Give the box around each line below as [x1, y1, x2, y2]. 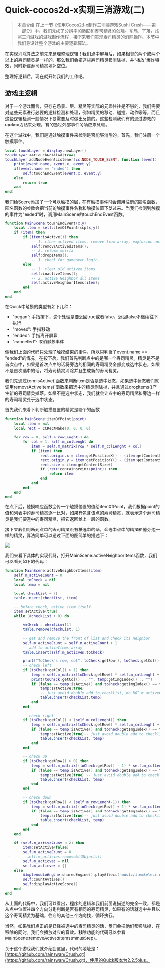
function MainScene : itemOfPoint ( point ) [5, 417, 87, 422]
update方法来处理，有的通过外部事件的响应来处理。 [5, 122, 110, 127]
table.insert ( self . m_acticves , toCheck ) [23, 650, 105, 655]
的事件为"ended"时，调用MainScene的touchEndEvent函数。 [5, 211, 127, 217]
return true [23, 180, 48, 185]
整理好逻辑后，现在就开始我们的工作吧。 [5, 73, 87, 79]
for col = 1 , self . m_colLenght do [23, 439, 93, 444]
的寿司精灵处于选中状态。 [5, 397, 57, 403]
